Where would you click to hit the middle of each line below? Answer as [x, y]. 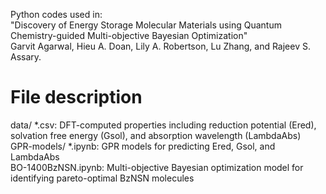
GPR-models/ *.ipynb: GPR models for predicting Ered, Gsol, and [143, 146]
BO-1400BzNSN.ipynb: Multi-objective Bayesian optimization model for [157, 167]
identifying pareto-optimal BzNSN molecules [102, 178]
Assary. [26, 57]
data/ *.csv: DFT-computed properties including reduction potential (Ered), [163, 125]
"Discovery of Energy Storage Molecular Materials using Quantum [146, 25]
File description [76, 97]
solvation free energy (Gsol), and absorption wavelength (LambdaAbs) [156, 135]
